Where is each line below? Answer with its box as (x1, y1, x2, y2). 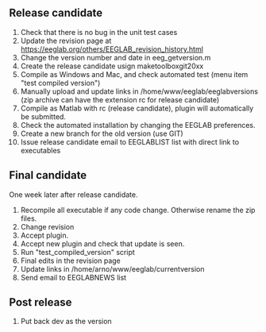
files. (20, 214, 37, 223)
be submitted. (20, 111, 67, 122)
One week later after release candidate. (9, 190, 138, 199)
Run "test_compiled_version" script (20, 247, 136, 257)
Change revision (20, 222, 75, 231)
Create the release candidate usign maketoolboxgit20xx (20, 61, 204, 71)
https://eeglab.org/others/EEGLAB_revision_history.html (20, 44, 203, 54)
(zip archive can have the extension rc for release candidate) (20, 95, 220, 104)
